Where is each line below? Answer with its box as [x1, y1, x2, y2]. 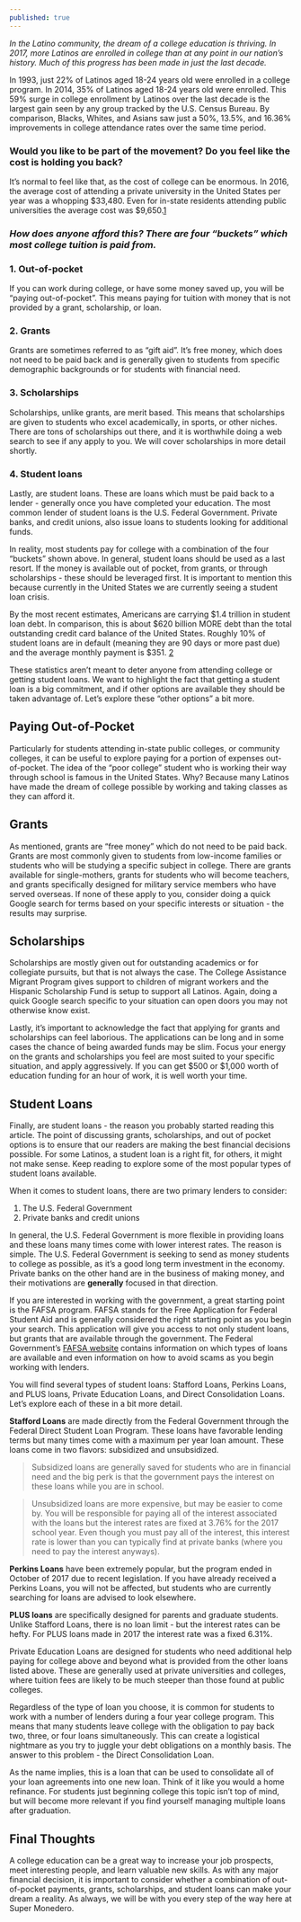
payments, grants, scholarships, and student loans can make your [48, 1884, 292, 1895]
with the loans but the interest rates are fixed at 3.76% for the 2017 [31, 1517, 279, 1528]
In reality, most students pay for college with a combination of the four [9, 544, 270, 555]
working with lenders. [9, 1362, 90, 1373]
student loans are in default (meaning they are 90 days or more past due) [9, 637, 280, 648]
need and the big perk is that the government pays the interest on [31, 1472, 275, 1482]
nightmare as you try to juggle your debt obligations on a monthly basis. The [9, 1740, 292, 1751]
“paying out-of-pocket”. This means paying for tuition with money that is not [9, 293, 291, 304]
